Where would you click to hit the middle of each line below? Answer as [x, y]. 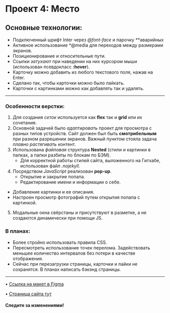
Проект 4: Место [42, 9]
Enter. [19, 77]
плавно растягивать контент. [44, 144]
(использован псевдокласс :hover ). [51, 67]
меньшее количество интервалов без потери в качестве [74, 253]
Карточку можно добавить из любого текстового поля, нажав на [83, 72]
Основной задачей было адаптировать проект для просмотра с [82, 128]
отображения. [28, 258]
